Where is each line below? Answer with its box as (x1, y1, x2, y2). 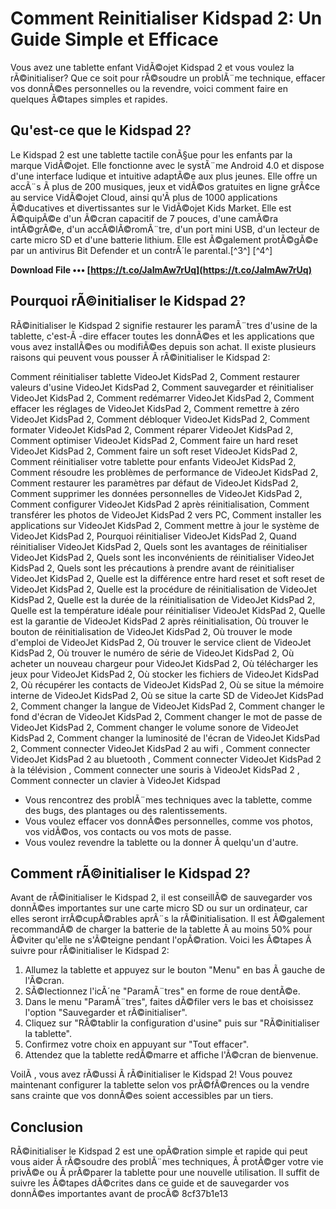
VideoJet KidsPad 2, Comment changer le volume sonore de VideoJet (10, 721, 299, 733)
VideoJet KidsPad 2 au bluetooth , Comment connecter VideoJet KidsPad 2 (10, 753, 322, 765)
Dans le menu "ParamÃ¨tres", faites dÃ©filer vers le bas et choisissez (24, 996, 314, 1008)
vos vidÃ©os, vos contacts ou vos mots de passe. (24, 825, 232, 837)
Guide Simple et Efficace (10, 28, 219, 51)
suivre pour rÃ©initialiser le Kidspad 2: (10, 945, 170, 957)
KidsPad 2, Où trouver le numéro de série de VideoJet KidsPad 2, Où (10, 647, 295, 659)
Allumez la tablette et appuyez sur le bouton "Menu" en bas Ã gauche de (24, 964, 326, 976)
